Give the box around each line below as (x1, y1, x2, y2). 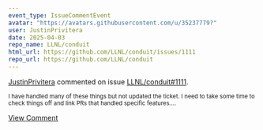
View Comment (8, 113, 58, 122)
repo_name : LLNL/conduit (8, 41, 90, 49)
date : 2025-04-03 (8, 33, 66, 42)
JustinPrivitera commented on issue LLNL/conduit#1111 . (8, 76, 189, 87)
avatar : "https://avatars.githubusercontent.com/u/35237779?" (8, 19, 217, 27)
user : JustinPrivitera (8, 26, 83, 34)
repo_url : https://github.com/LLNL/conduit (8, 56, 154, 64)
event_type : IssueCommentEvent (8, 11, 111, 20)
